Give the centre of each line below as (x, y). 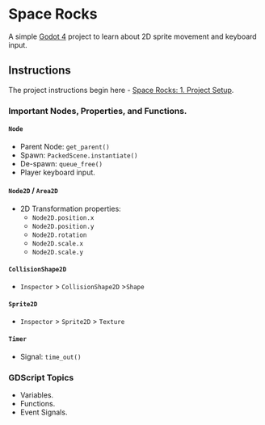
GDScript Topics (41, 377)
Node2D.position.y (63, 227)
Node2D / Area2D (33, 191)
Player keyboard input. (57, 172)
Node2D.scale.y (57, 252)
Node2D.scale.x (57, 244)
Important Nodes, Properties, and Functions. (98, 111)
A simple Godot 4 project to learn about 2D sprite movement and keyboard (132, 36)
